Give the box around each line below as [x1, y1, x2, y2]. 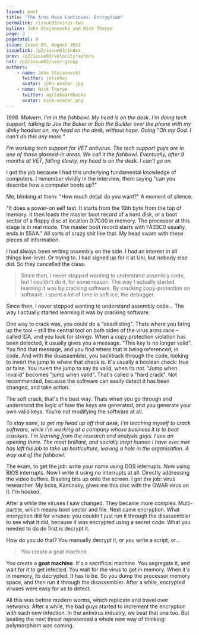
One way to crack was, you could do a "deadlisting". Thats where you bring [6, 320, 191, 327]
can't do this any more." [6, 132, 65, 140]
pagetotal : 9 [6, 36, 39, 42]
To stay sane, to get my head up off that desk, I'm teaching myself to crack [6, 419, 191, 426]
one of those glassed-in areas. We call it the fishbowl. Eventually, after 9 [6, 150, 185, 158]
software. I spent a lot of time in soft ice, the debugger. [20, 290, 156, 298]
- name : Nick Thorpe [17, 86, 68, 92]
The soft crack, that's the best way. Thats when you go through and [6, 395, 172, 402]
